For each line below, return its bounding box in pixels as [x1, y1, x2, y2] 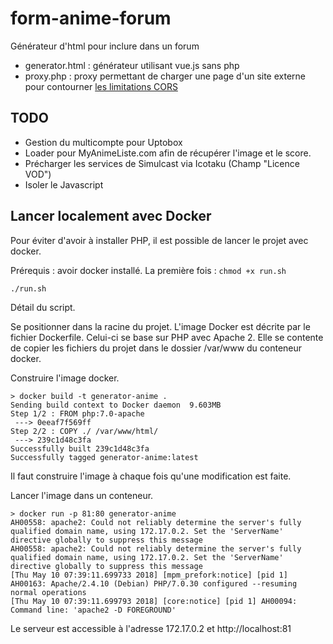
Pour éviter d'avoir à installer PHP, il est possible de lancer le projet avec [10, 234, 309, 246]
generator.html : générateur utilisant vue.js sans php [24, 59, 240, 71]
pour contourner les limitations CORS [24, 80, 178, 92]
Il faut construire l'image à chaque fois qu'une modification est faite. [10, 470, 292, 482]
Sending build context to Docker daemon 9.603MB [10, 400, 222, 410]
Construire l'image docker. [10, 372, 120, 384]
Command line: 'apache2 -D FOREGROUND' [10, 605, 177, 615]
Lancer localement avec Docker [10, 208, 212, 225]
